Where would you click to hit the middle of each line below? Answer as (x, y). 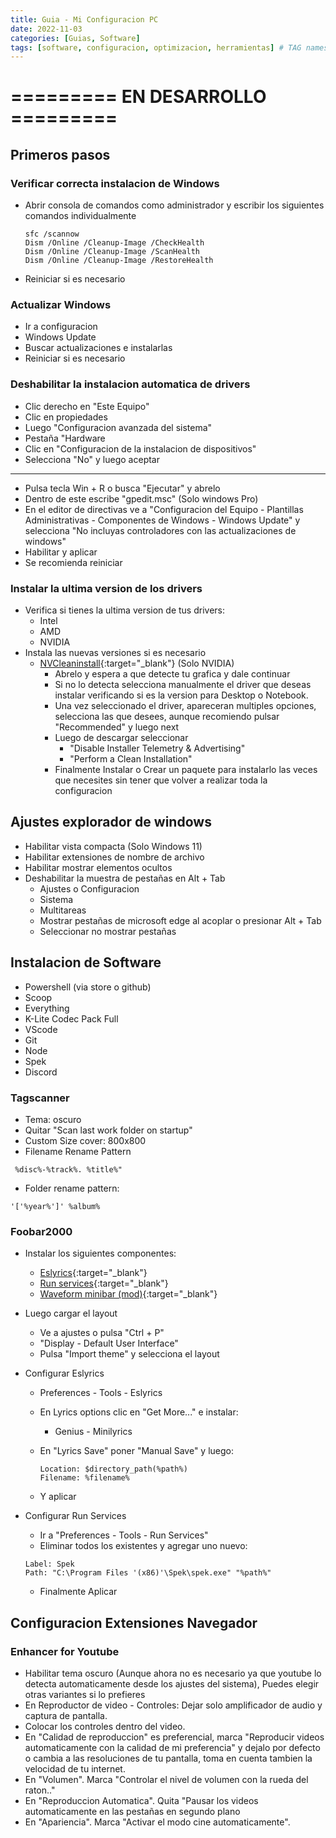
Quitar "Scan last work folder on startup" (108, 1130)
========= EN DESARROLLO (138, 97)
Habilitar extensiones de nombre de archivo (114, 857)
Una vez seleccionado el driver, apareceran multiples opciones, (185, 706)
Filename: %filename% (84, 1478)
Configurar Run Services (75, 1516)
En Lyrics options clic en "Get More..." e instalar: (139, 1412)
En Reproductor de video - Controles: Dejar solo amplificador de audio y (173, 1705)
